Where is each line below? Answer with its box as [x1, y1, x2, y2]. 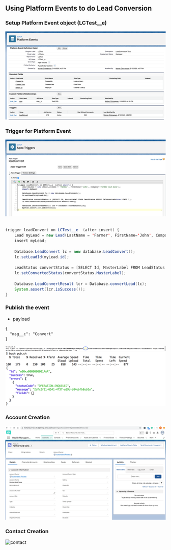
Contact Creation [5, 528, 49, 535]
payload [12, 316, 30, 322]
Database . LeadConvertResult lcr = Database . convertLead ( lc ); [14, 281, 147, 286]
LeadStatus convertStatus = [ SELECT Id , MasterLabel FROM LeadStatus [14, 265, 165, 270]
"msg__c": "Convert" [10, 331, 53, 337]
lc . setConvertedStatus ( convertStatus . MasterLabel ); [14, 271, 126, 276]
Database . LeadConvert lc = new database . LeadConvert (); [14, 249, 136, 254]
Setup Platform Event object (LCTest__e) [5, 19, 107, 27]
